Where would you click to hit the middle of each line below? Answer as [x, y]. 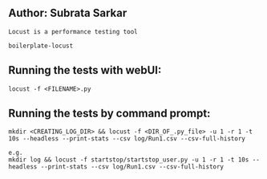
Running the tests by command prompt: [109, 114]
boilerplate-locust [41, 46]
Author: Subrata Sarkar [68, 13]
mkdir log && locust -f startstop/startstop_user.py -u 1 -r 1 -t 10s [129, 160]
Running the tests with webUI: [85, 70]
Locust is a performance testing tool [73, 31]
